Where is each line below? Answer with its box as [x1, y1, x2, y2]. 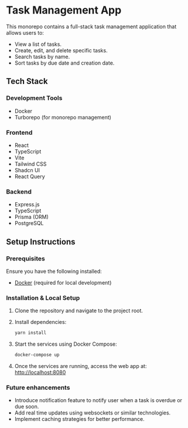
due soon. [14, 403, 39, 410]
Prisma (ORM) [14, 213, 49, 220]
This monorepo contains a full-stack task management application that [6, 23, 177, 30]
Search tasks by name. [14, 53, 70, 60]
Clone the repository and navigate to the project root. [14, 307, 143, 315]
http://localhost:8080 [14, 369, 66, 376]
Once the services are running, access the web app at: [14, 362, 147, 369]
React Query [14, 173, 45, 180]
